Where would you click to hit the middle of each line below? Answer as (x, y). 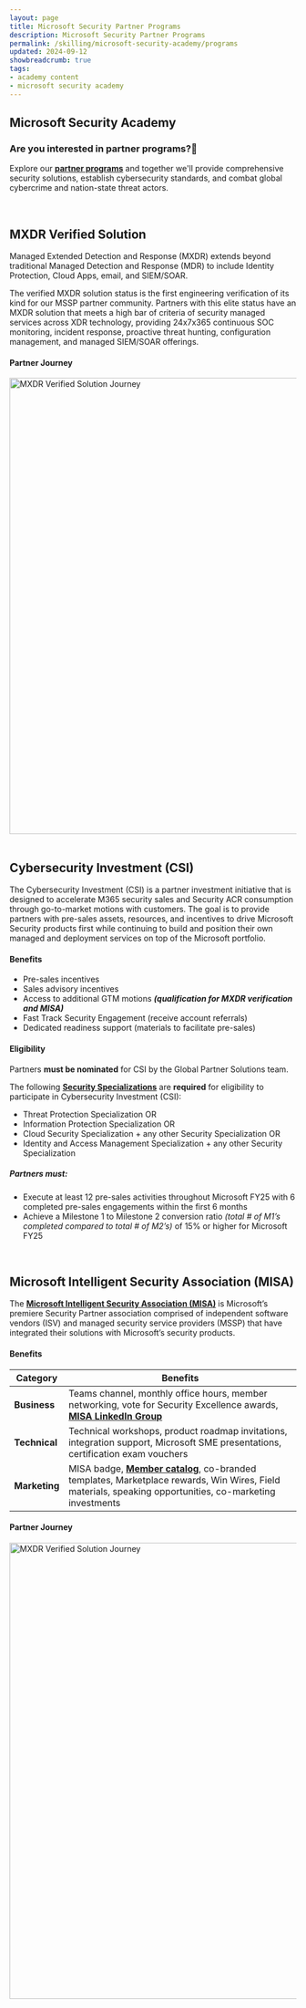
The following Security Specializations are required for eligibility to (137, 1087)
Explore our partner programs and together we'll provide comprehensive (147, 169)
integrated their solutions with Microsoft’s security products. (122, 1333)
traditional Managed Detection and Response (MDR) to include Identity (142, 266)
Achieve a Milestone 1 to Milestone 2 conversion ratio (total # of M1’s (151, 1216)
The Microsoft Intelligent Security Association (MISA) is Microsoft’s (139, 1304)
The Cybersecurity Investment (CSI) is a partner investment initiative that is (150, 890)
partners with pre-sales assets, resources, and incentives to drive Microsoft (152, 919)
